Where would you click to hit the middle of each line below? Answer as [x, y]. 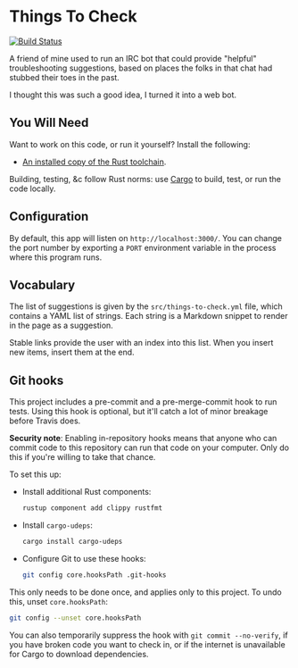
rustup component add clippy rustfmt [92, 508]
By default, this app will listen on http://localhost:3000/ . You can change [146, 238]
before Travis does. [45, 421]
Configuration [49, 217]
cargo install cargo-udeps [72, 542]
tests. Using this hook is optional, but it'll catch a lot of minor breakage [139, 412]
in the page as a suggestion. [61, 326]
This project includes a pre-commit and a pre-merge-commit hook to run [143, 402]
